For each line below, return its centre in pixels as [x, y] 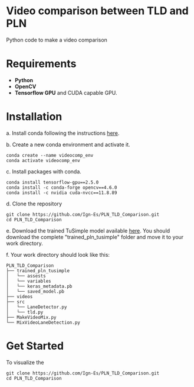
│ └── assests [26, 276]
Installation [34, 117]
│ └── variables [29, 281]
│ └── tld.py [25, 312]
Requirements [41, 64]
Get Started [35, 346]
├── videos [19, 296]
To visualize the [25, 362]
